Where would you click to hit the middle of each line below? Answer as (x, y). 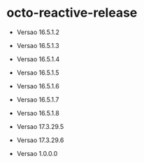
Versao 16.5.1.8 (38, 113)
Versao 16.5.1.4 (38, 59)
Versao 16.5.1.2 (38, 32)
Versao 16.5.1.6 (38, 86)
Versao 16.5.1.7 (38, 100)
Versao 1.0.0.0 (37, 153)
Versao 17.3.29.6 (40, 140)
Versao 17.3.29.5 (40, 126)
